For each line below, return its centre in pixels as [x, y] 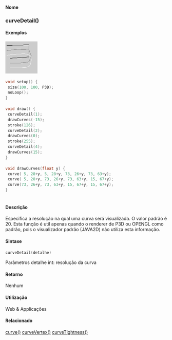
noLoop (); [18, 92]
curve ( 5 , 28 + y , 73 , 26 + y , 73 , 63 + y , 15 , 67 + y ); [61, 179]
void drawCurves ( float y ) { [35, 168]
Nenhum [14, 286]
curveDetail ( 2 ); [25, 130]
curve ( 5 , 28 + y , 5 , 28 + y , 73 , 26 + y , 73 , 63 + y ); [59, 174]
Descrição [17, 207]
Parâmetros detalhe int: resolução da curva [51, 262]
